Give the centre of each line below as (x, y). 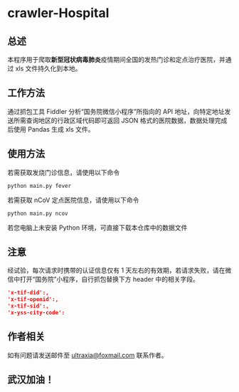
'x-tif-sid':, (28, 306)
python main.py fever (39, 186)
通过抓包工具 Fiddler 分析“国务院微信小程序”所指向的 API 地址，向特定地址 (116, 111)
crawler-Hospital (58, 13)
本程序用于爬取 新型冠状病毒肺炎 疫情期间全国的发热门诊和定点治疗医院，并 (116, 59)
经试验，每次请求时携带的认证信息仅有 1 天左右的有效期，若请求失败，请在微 (119, 270)
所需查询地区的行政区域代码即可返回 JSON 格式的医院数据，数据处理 (114, 120)
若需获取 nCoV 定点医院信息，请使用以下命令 (73, 200)
